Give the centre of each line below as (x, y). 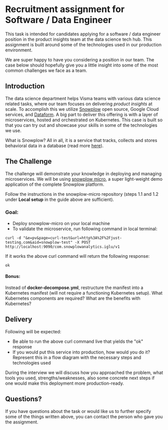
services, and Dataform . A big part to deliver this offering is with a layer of (81, 114)
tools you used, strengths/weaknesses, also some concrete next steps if (80, 378)
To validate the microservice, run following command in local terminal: (85, 229)
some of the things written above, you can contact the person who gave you (84, 416)
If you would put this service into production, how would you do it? (81, 352)
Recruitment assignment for (65, 9)
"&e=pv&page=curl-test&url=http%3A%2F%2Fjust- (73, 238)
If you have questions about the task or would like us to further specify (78, 411)
